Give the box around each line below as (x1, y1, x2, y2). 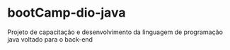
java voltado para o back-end (7, 35, 93, 43)
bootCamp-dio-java (7, 5, 126, 21)
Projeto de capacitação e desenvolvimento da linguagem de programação (7, 28, 223, 36)
